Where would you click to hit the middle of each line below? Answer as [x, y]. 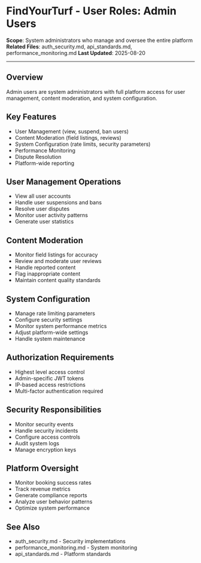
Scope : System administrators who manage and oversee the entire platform [100, 40]
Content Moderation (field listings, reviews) [68, 137]
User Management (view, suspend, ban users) [72, 131]
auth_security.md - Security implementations [70, 541]
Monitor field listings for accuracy [56, 255]
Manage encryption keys [45, 449]
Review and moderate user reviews [58, 261]
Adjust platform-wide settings [51, 332]
